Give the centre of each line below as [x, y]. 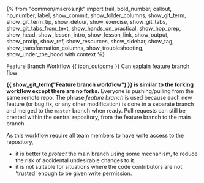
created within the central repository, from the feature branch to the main [99, 117]
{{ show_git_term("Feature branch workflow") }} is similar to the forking [100, 84]
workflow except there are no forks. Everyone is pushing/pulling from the [100, 91]
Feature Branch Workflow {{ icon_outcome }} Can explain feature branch [98, 66]
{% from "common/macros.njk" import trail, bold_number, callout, [89, 9]
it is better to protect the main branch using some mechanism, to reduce [106, 154]
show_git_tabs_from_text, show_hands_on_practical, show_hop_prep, [94, 28]
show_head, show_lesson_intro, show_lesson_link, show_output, [88, 35]
